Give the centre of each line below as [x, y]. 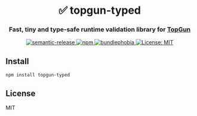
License [21, 93]
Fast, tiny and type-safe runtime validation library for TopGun [100, 29]
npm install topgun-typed [38, 75]
